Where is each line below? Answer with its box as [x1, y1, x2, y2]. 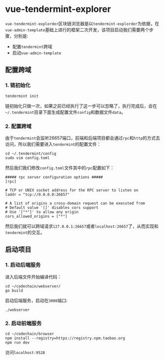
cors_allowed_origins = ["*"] [5, 214, 68, 219]
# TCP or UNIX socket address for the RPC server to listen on [5, 187, 139, 192]
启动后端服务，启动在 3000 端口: [5, 297, 68, 303]
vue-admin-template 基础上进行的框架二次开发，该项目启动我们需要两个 [5, 26, 150, 33]
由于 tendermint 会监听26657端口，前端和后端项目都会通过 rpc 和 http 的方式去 [5, 135, 160, 141]
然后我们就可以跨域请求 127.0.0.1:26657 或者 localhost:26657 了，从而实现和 [5, 223, 159, 229]
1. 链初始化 [5, 82, 31, 89]
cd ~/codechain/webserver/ [5, 283, 61, 289]
